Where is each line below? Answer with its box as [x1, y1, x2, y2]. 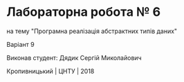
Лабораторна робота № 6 [6, 4, 160, 20]
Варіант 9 [6, 40, 35, 48]
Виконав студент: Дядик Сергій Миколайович [6, 53, 142, 62]
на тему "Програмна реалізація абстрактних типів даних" [6, 27, 178, 35]
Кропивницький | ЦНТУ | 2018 [6, 67, 95, 75]
